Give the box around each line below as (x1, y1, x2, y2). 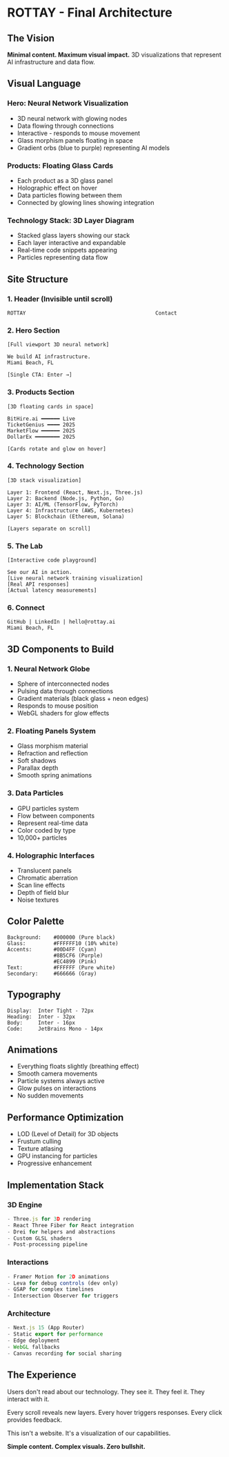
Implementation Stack (7, 1179, 104, 1191)
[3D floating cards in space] (7, 403, 94, 410)
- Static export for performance (7, 1331, 103, 1338)
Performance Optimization (7, 1111, 124, 1123)
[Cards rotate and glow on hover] (7, 445, 107, 453)
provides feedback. (7, 1416, 63, 1424)
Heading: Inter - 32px (7, 1013, 76, 1020)
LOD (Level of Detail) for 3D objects (17, 1130, 119, 1138)
